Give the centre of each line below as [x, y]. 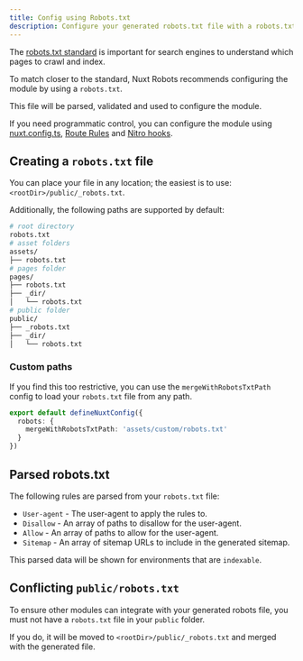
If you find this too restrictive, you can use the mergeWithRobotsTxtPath [140, 386]
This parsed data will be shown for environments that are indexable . [136, 559]
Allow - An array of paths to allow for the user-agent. [120, 532]
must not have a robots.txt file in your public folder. [107, 620]
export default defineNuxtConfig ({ [76, 413]
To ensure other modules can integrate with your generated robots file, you [149, 610]
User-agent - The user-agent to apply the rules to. [115, 513]
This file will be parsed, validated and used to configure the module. [136, 106]
